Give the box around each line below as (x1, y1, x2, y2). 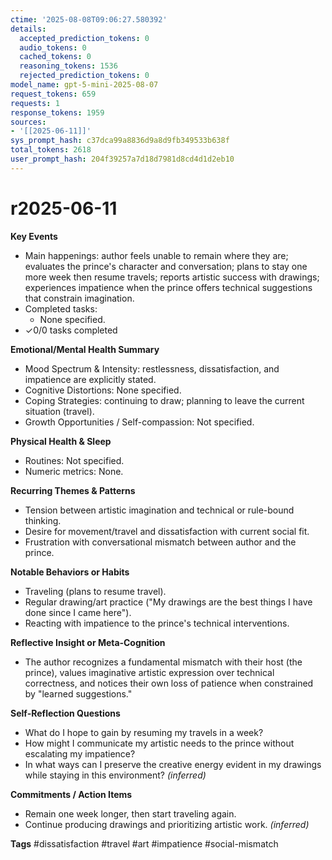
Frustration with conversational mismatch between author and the (24, 536, 297, 548)
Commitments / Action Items (10, 788, 133, 800)
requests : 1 (10, 98, 60, 108)
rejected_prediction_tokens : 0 (19, 71, 150, 81)
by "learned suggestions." (24, 687, 133, 700)
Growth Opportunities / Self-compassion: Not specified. (24, 416, 255, 428)
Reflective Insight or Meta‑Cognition (10, 636, 166, 648)
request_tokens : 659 (10, 89, 97, 99)
